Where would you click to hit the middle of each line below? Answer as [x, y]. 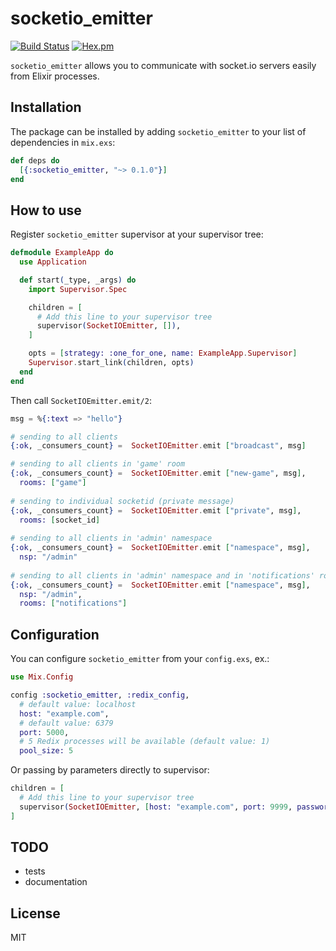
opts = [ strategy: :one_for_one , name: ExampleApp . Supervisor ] [163, 353]
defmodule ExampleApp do [62, 253]
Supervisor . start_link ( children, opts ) [111, 363]
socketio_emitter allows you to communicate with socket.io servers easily [163, 65]
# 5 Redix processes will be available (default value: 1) [145, 742]
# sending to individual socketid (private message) [122, 501]
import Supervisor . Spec [78, 289]
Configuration [55, 634]
